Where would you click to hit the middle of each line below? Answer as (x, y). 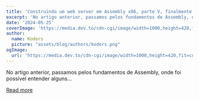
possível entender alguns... (39, 78)
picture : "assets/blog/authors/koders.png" (66, 45)
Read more (20, 90)
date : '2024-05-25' (30, 22)
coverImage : (21, 28)
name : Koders (28, 39)
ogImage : (17, 50)
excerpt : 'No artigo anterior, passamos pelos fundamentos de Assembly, (98, 17)
